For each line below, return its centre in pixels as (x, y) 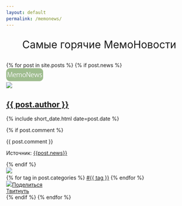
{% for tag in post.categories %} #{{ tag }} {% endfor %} (75, 178)
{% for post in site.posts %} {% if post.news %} (64, 65)
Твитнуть (18, 191)
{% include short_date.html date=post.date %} (63, 119)
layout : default (26, 12)
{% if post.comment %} (35, 130)
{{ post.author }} (38, 104)
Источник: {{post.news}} (37, 153)
